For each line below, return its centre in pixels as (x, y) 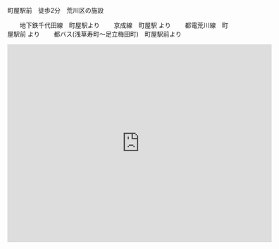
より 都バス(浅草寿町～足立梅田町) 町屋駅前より (104, 34)
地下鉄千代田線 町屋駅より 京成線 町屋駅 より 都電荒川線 (118, 25)
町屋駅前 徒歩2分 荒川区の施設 (56, 10)
